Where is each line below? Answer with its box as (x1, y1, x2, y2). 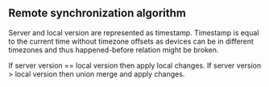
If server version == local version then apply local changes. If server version (8, 60, 262, 70)
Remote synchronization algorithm (8, 6, 187, 20)
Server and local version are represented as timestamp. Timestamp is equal (8, 27, 259, 37)
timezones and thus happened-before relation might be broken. (8, 44, 219, 55)
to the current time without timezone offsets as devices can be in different (8, 36, 254, 46)
